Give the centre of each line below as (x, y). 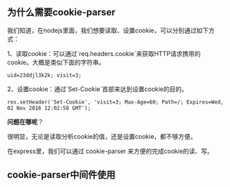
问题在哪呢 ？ (25, 121)
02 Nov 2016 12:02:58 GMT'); (49, 108)
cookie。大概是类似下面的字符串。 (56, 62)
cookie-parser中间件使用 (61, 175)
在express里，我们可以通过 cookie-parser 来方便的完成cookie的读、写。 (111, 151)
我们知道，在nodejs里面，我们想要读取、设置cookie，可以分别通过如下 (108, 30)
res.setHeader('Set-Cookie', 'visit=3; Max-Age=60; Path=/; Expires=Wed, (116, 102)
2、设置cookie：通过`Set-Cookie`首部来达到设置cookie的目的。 (97, 89)
